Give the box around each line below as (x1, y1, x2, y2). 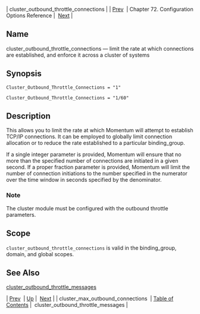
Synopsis (6, 69, 42, 79)
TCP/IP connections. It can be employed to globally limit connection (6, 133, 173, 140)
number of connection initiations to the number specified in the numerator (6, 170, 187, 177)
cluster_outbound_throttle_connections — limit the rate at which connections (6, 45, 194, 52)
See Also (6, 268, 40, 278)
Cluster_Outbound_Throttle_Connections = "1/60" (6, 95, 129, 101)
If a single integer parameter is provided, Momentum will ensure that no (6, 151, 182, 158)
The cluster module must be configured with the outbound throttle (6, 204, 168, 212)
